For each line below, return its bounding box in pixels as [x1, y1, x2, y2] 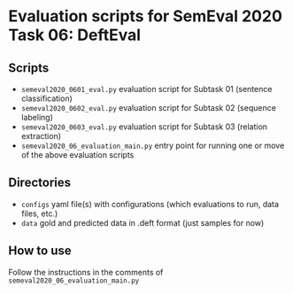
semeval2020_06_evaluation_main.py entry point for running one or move [20, 140, 285, 151]
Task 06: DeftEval [8, 25, 142, 45]
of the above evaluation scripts [20, 150, 135, 160]
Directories [8, 175, 72, 190]
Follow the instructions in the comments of [8, 267, 164, 277]
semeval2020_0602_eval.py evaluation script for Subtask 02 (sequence [20, 103, 276, 112]
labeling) [20, 112, 54, 122]
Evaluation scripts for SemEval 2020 [8, 6, 282, 27]
